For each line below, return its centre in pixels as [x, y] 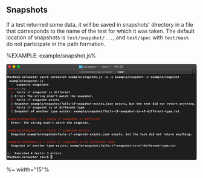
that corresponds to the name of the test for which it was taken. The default [101, 31]
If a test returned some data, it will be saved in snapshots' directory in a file [100, 24]
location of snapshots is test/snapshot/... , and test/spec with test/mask [98, 37]
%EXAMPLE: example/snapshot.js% [51, 55]
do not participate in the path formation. [56, 44]
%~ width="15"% [28, 170]
